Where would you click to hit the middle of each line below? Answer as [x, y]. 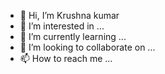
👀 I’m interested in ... [62, 26]
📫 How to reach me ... [66, 58]
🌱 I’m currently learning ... [73, 36]
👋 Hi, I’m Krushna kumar [69, 15]
